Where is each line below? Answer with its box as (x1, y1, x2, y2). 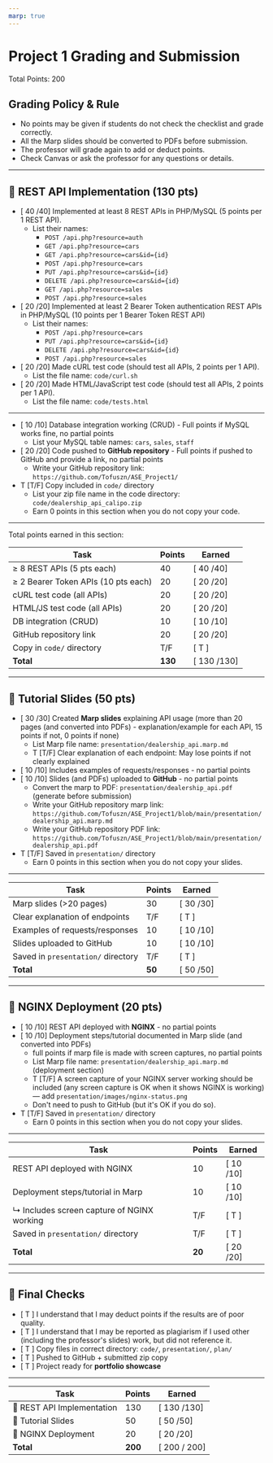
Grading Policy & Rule (8, 97, 119, 111)
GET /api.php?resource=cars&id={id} (44, 251, 169, 260)
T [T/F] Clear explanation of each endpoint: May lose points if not (32, 748, 251, 758)
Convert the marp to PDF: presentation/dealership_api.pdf (32, 783, 233, 792)
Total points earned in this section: (8, 530, 124, 539)
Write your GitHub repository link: (32, 463, 145, 473)
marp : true (8, 11, 45, 20)
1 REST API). (19, 215, 63, 225)
